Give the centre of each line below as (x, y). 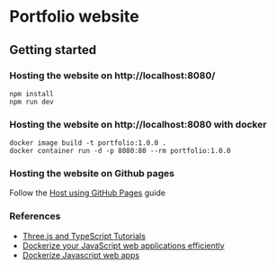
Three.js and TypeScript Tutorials (84, 236)
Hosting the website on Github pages (92, 174)
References (35, 216)
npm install (31, 94)
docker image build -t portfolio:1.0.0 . (88, 143)
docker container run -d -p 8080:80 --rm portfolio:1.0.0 (120, 151)
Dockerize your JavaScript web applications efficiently (123, 246)
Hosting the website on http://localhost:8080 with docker (138, 124)
